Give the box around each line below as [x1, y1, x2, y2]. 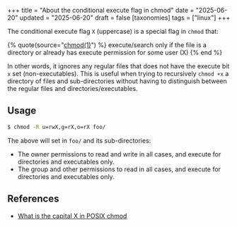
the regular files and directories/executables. [7, 85, 138, 92]
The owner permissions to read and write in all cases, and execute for [17, 149, 221, 158]
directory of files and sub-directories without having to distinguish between [7, 77, 228, 85]
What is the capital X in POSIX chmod [17, 211, 127, 220]
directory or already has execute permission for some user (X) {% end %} [7, 49, 223, 56]
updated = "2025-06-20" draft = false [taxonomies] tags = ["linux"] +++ [19, 13, 231, 22]
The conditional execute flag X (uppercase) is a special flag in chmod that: [7, 27, 219, 35]
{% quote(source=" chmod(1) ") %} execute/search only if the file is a [7, 41, 207, 49]
